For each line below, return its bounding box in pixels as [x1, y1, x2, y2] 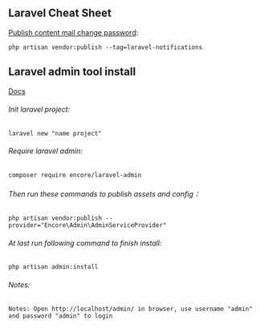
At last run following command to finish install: [8, 238, 162, 248]
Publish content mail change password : [8, 27, 139, 37]
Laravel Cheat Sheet [8, 6, 112, 20]
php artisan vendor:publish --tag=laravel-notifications [8, 43, 203, 51]
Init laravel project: [8, 104, 71, 115]
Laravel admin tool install [8, 65, 136, 79]
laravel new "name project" [8, 129, 103, 137]
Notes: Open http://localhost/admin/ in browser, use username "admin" [8, 305, 253, 313]
